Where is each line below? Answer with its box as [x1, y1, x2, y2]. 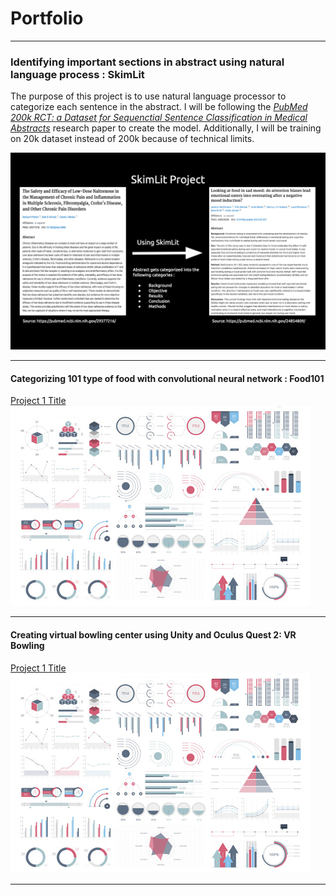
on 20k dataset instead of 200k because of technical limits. [10, 133, 255, 145]
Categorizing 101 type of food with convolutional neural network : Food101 [10, 372, 325, 384]
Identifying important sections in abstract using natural [10, 55, 285, 69]
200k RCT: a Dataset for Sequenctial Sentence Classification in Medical [10, 112, 308, 124]
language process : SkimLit [10, 67, 145, 81]
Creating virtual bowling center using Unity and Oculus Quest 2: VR [10, 629, 297, 641]
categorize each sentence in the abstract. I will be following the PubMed [10, 101, 308, 113]
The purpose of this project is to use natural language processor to [10, 90, 287, 102]
